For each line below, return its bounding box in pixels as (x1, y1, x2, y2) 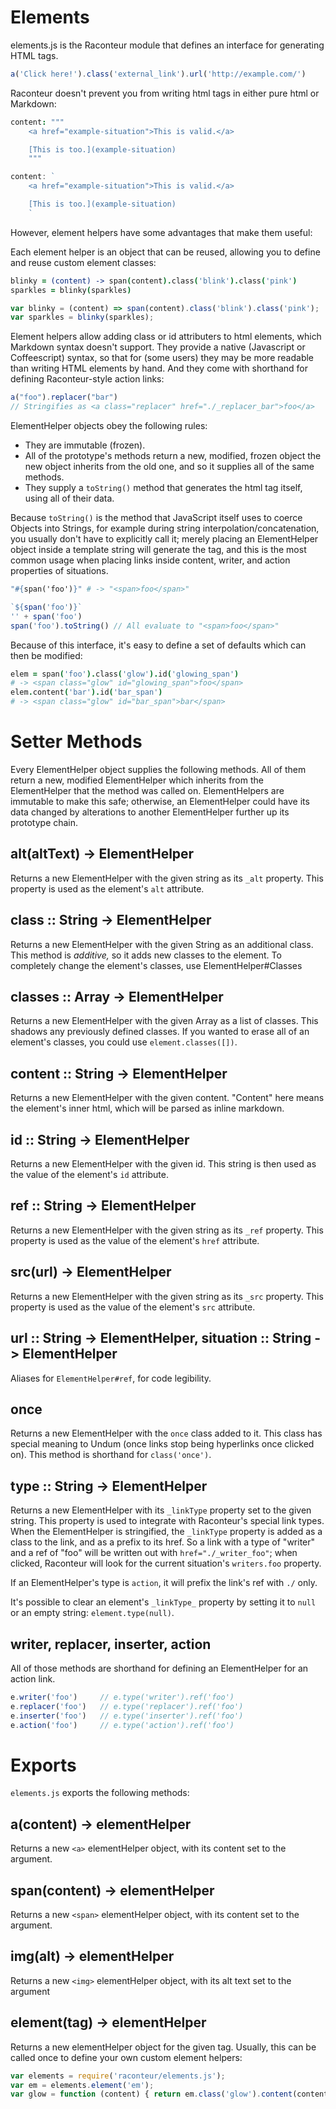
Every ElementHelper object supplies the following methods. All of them (10, 764, 307, 775)
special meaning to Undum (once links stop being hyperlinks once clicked (10, 1438, 315, 1450)
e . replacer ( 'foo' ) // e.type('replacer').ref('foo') (10, 1701, 244, 1711)
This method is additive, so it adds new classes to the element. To (10, 949, 282, 961)
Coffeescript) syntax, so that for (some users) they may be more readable (10, 352, 315, 364)
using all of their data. (24, 492, 115, 505)
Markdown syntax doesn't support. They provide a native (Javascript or (10, 341, 306, 353)
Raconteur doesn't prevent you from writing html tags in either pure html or (10, 87, 320, 99)
